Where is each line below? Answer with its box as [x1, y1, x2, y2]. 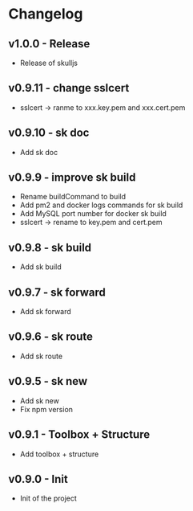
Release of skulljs [19, 58, 78, 67]
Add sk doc [19, 147, 58, 157]
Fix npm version [19, 404, 74, 414]
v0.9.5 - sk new [8, 374, 88, 388]
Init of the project [19, 493, 78, 503]
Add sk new [19, 395, 60, 406]
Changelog [8, 5, 83, 23]
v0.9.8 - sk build [8, 240, 92, 254]
